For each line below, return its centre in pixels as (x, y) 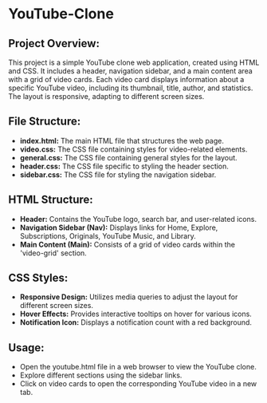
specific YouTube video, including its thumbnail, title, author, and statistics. (131, 88)
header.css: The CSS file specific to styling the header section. (124, 166)
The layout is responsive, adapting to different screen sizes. (106, 96)
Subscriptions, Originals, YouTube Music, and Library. (108, 235)
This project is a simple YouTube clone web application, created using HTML (134, 62)
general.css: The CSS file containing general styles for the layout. (128, 157)
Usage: (27, 348)
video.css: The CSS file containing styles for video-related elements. (133, 149)
